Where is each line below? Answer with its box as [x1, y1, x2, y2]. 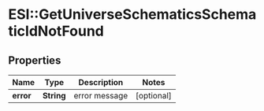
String [42, 91, 66, 101]
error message [73, 91, 128, 101]
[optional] [135, 91, 172, 101]
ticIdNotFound [8, 22, 104, 40]
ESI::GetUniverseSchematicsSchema [8, 6, 257, 24]
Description [78, 77, 124, 87]
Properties [8, 54, 61, 67]
